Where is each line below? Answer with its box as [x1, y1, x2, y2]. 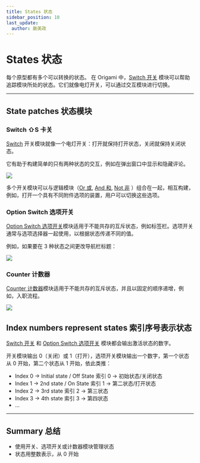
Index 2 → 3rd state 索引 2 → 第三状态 [14, 387, 108, 394]
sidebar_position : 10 [6, 14, 60, 20]
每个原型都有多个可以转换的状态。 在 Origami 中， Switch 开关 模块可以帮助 [6, 74, 190, 81]
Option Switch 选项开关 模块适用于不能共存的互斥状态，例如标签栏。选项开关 [6, 223, 193, 230]
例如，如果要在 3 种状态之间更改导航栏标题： [6, 243, 117, 250]
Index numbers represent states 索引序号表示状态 [6, 323, 192, 333]
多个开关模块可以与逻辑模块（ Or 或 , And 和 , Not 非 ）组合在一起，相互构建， [6, 184, 194, 191]
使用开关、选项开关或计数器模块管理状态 [14, 443, 114, 450]
